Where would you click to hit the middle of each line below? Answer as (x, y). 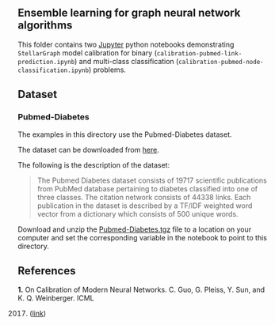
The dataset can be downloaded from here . (89, 149)
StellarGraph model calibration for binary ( (88, 53)
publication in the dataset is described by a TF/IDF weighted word (145, 206)
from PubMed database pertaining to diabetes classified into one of (147, 188)
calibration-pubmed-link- (199, 53)
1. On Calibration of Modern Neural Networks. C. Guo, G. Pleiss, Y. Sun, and (141, 290)
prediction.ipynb (46, 62)
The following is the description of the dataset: (94, 164)
